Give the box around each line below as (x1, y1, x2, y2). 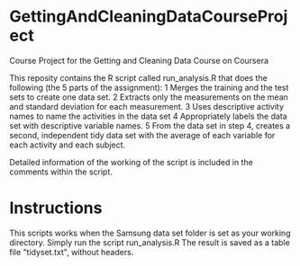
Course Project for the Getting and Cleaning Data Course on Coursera (9, 55, 268, 66)
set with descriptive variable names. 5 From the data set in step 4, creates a (9, 120, 291, 131)
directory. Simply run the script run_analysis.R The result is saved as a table (9, 236, 290, 248)
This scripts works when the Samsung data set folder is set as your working (9, 227, 291, 238)
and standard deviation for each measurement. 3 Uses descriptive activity (9, 101, 285, 111)
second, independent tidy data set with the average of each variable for (9, 129, 276, 140)
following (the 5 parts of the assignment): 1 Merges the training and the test (9, 82, 289, 93)
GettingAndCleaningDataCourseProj (9, 6, 288, 27)
